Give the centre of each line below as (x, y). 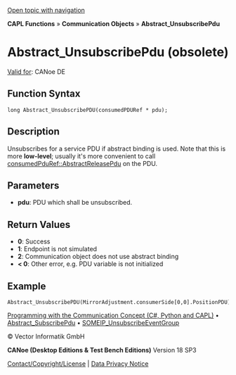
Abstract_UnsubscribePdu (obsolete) (118, 52)
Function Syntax (44, 94)
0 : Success (34, 241)
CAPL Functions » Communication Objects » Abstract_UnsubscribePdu (113, 24)
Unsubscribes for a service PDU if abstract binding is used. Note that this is (117, 148)
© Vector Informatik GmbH (46, 336)
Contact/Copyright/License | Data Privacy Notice (78, 364)
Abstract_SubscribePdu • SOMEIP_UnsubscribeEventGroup (93, 323)
